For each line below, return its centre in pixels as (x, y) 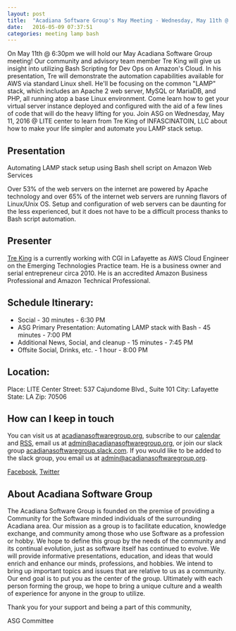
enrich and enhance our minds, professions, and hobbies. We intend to (110, 564)
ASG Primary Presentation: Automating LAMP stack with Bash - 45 (114, 327)
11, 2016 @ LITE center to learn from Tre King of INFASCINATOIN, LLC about (117, 121)
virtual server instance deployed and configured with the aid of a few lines (115, 106)
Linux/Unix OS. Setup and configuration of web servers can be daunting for (117, 204)
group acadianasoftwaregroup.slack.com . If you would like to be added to (114, 451)
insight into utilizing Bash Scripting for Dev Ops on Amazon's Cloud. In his (114, 68)
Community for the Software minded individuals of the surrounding (105, 519)
